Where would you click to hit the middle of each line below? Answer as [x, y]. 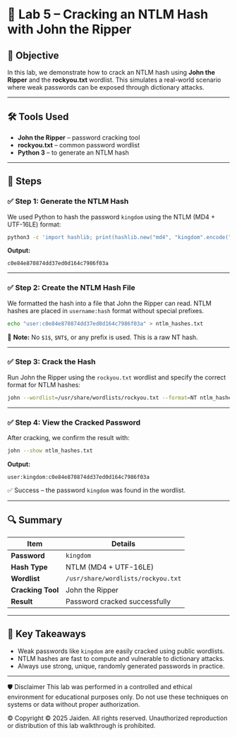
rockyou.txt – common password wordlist [78, 145]
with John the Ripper [69, 29]
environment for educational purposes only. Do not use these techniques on [118, 697]
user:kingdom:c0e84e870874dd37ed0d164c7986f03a [79, 477]
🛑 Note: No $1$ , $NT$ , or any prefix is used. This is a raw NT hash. [103, 337]
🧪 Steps [25, 182]
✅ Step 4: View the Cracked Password [74, 422]
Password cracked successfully [119, 601]
